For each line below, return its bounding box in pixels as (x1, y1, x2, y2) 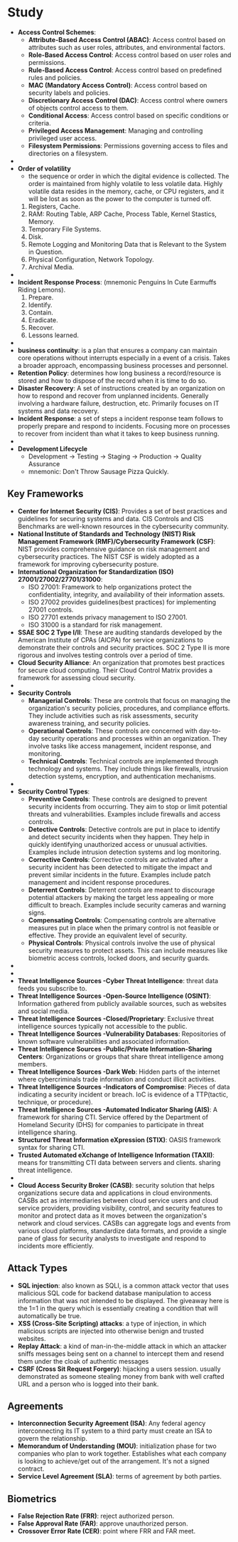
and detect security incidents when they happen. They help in (28, 832, 210, 841)
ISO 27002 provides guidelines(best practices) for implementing (28, 597, 217, 606)
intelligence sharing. (17, 1128, 77, 1136)
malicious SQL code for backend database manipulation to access (17, 1288, 212, 1297)
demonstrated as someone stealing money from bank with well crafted (17, 1372, 225, 1380)
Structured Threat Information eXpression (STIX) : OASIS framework (17, 1135, 222, 1144)
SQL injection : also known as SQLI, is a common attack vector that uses (17, 1281, 229, 1290)
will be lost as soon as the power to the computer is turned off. (28, 194, 212, 203)
